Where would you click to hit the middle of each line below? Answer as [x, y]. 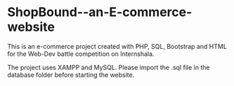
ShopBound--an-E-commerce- [100, 12]
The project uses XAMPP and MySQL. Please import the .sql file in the [109, 67]
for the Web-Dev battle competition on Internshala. [81, 54]
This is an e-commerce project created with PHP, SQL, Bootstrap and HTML [117, 46]
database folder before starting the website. [71, 75]
